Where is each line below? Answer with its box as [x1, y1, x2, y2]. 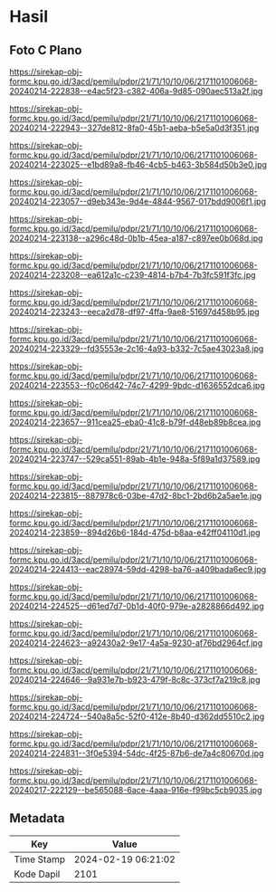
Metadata [9, 810, 65, 826]
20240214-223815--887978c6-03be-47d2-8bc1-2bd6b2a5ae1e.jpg [9, 491, 262, 501]
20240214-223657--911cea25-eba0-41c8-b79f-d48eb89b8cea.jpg [9, 417, 261, 427]
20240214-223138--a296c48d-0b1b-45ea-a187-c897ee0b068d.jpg [9, 233, 263, 244]
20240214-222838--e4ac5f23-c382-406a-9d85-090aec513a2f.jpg [9, 86, 263, 96]
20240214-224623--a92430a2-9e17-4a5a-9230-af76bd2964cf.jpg [9, 638, 263, 648]
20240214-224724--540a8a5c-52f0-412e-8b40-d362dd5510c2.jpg [9, 711, 265, 722]
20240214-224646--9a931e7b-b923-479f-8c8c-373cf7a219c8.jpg [9, 675, 261, 685]
